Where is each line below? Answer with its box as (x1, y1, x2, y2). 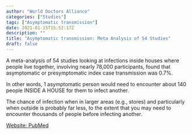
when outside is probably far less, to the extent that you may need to (6, 104, 172, 111)
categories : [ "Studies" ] (6, 14, 67, 20)
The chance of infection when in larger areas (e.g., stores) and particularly (6, 98, 185, 105)
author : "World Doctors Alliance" (6, 8, 90, 15)
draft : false (6, 41, 38, 47)
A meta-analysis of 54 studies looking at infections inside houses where (6, 57, 179, 64)
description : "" (6, 30, 46, 36)
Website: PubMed (6, 122, 49, 129)
